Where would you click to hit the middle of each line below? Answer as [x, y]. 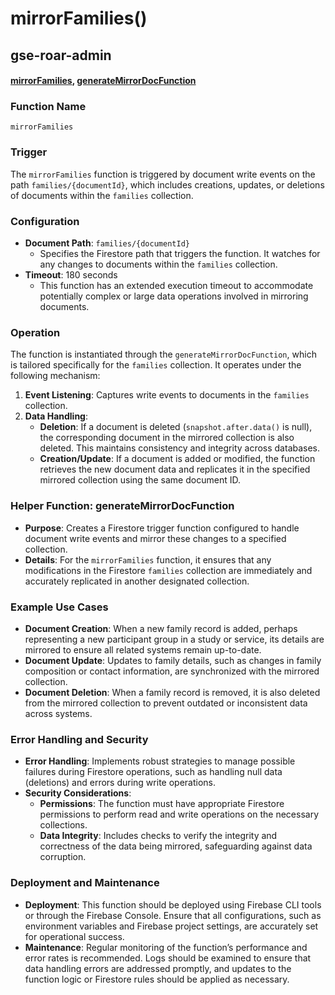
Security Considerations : [78, 793]
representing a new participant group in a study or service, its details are [174, 639]
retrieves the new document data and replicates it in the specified [175, 469]
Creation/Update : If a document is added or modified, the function [177, 459]
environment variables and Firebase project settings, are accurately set [171, 926]
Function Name [48, 107]
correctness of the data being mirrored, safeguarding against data [176, 846]
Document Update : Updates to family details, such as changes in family [173, 660]
